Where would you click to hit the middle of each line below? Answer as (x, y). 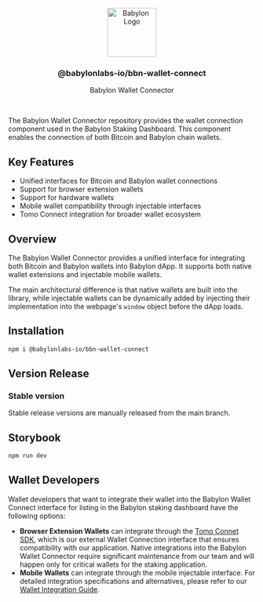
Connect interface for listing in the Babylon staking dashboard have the (123, 507)
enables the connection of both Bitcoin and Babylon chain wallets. (115, 137)
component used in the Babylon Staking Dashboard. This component (120, 129)
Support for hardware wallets (67, 198)
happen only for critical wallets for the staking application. (113, 564)
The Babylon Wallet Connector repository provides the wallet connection (126, 121)
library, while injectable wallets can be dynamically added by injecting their (129, 297)
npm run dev (27, 456)
